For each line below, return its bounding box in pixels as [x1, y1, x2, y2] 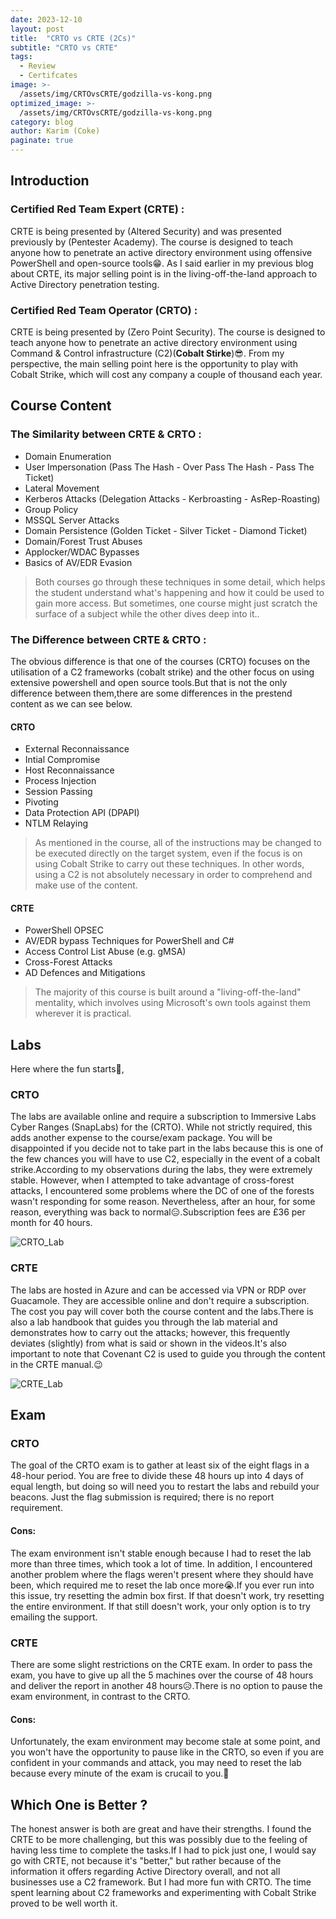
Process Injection [24, 775, 97, 787]
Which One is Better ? [10, 1796, 148, 1813]
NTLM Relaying [24, 817, 89, 830]
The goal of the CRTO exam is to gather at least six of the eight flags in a [10, 1459, 310, 1471]
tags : [10, 52, 33, 62]
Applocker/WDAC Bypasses [24, 546, 140, 558]
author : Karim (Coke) [10, 126, 101, 136]
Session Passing [24, 786, 93, 798]
